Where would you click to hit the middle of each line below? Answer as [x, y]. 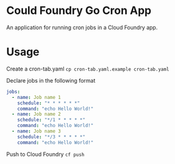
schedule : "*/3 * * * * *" [51, 137]
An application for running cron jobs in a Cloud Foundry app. [82, 27]
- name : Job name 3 [36, 131]
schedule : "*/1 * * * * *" [51, 120]
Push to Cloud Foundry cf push [46, 154]
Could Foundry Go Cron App [79, 11]
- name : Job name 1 [36, 97]
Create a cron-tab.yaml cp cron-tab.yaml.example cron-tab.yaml [88, 69]
